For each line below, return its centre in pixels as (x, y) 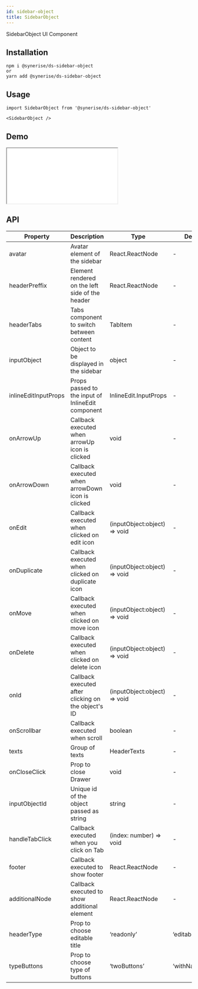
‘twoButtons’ (127, 966)
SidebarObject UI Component (42, 34)
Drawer (81, 779)
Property (37, 236)
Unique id (84, 789)
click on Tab (87, 850)
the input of (86, 395)
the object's (87, 706)
